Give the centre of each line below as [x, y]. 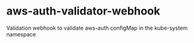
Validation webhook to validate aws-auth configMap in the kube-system [97, 28]
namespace [21, 34]
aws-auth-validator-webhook [83, 11]
